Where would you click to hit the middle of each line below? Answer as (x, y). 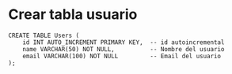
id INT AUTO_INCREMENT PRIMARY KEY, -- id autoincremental (124, 42)
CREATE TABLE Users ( (44, 35)
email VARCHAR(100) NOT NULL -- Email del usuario (122, 56)
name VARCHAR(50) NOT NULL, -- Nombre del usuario (124, 49)
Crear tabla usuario (73, 15)
